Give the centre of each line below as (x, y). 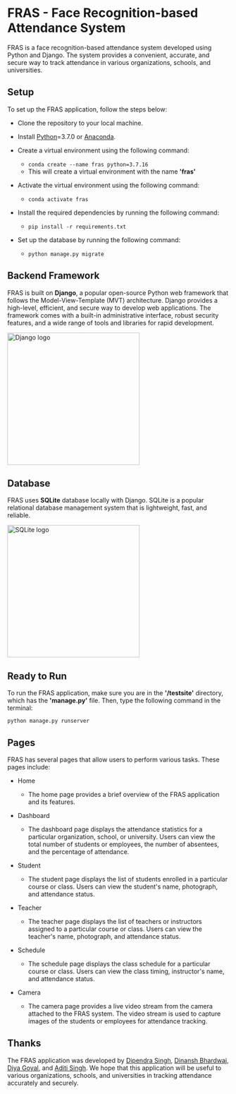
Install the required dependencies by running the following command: (118, 212)
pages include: (29, 767)
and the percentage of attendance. (79, 852)
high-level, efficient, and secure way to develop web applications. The (109, 308)
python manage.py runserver (49, 721)
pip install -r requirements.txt (77, 227)
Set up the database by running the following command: (99, 240)
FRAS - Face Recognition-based (103, 13)
